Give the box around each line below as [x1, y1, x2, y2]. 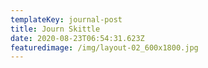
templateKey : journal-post [10, 14, 123, 25]
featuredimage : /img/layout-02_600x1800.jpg [10, 42, 199, 53]
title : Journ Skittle [10, 24, 101, 34]
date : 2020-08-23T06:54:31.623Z [10, 33, 145, 43]
